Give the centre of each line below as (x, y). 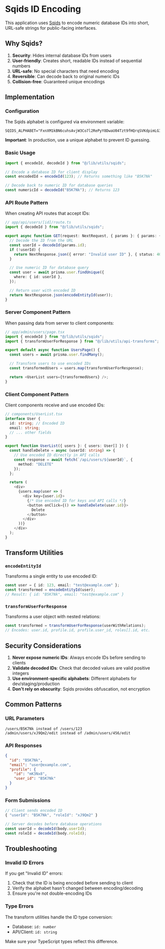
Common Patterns (34, 705)
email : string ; (25, 428)
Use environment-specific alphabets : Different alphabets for (74, 678)
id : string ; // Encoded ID (37, 423)
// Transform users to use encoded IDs (50, 364)
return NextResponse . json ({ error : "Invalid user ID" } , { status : (84, 254)
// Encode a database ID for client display (51, 172)
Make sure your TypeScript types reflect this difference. (62, 941)
